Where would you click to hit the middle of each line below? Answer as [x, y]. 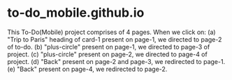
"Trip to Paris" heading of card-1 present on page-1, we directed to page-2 [115, 39]
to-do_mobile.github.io [76, 13]
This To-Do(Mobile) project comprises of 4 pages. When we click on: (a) [111, 32]
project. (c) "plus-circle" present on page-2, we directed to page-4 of [107, 54]
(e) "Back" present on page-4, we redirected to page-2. [87, 69]
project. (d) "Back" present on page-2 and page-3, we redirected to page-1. [116, 61]
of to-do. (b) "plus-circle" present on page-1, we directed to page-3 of [109, 47]
